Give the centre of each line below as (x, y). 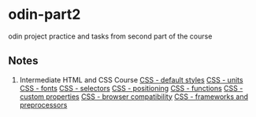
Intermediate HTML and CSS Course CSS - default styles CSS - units (131, 79)
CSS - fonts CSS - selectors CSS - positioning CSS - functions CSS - (131, 88)
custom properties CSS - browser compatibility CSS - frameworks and (134, 97)
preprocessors (43, 104)
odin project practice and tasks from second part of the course (110, 36)
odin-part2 (45, 15)
